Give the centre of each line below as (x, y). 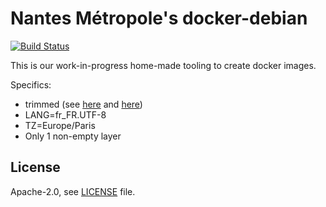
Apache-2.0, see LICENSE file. (73, 191)
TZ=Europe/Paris (60, 125)
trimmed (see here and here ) (83, 104)
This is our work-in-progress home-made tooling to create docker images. (163, 65)
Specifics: (31, 84)
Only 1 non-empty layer (73, 136)
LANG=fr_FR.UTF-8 (65, 114)
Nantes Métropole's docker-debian (159, 18)
